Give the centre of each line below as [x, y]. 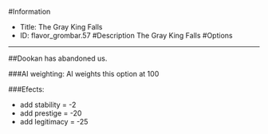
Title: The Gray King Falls [61, 27]
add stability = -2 [48, 104]
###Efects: [26, 89]
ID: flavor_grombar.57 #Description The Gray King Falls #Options [126, 35]
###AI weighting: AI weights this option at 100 [84, 74]
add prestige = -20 [51, 113]
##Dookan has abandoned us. [58, 58]
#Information [30, 12]
